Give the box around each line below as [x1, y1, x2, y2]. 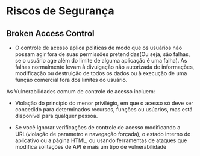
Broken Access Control [6, 28, 95, 39]
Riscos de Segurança [6, 4, 114, 18]
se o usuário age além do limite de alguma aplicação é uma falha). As [14, 57, 187, 64]
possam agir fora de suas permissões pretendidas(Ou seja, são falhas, [14, 51, 190, 58]
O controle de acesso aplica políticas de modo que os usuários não [14, 44, 183, 51]
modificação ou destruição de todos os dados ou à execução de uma [14, 70, 187, 76]
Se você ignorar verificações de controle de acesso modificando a [14, 124, 181, 131]
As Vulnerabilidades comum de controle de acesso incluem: [6, 88, 155, 95]
